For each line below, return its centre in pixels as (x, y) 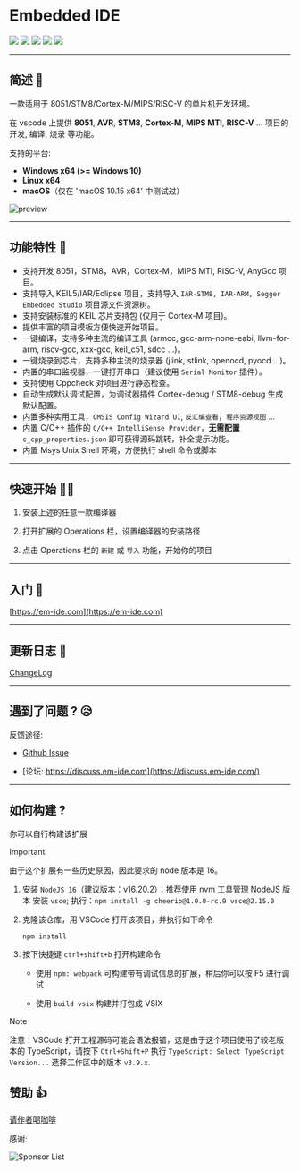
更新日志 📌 (38, 650)
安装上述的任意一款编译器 (69, 512)
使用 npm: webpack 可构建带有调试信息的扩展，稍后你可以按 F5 (150, 973)
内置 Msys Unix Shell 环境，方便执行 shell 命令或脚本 (119, 449)
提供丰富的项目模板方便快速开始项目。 (92, 327)
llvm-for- (274, 338)
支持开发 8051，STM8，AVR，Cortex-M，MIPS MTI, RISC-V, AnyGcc (149, 270)
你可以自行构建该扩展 (48, 833)
